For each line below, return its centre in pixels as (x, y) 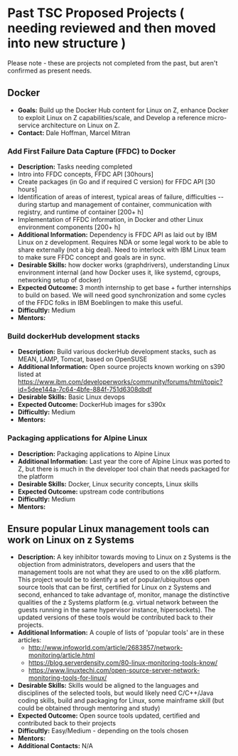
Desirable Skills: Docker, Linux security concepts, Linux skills (108, 484)
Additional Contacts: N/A (55, 746)
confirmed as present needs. (50, 70)
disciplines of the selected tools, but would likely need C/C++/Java (115, 693)
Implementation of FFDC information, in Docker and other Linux (110, 220)
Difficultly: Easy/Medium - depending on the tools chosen (103, 731)
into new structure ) (67, 43)
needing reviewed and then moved (112, 28)
